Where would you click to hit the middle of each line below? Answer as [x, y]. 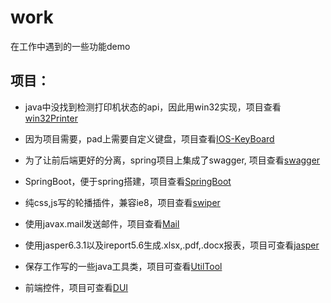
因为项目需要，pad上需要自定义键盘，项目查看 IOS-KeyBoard [149, 138]
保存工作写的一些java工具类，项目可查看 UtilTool [123, 266]
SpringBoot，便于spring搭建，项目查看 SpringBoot [128, 181]
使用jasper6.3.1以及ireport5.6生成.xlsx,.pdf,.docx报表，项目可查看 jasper [172, 245]
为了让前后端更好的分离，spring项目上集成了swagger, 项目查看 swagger [172, 160]
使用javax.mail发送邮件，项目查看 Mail [102, 223]
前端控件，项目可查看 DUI [76, 287]
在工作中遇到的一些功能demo [70, 46]
